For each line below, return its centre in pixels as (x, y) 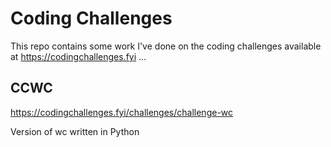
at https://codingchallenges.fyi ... (78, 56)
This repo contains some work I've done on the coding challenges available (166, 46)
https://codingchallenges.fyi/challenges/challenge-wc (122, 112)
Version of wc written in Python (75, 131)
